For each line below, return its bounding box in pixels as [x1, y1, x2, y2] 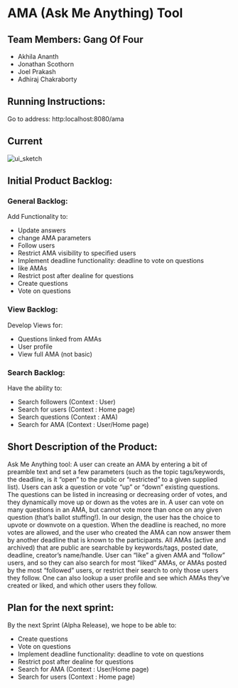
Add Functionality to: [7, 212, 68, 221]
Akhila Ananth [17, 52, 59, 61]
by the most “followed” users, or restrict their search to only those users [7, 565, 219, 575]
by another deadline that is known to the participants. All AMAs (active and [7, 535, 226, 544]
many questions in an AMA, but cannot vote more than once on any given [7, 505, 222, 514]
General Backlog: [7, 196, 68, 206]
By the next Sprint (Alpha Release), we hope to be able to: [7, 620, 177, 629]
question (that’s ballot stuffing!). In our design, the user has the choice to [7, 513, 220, 521]
